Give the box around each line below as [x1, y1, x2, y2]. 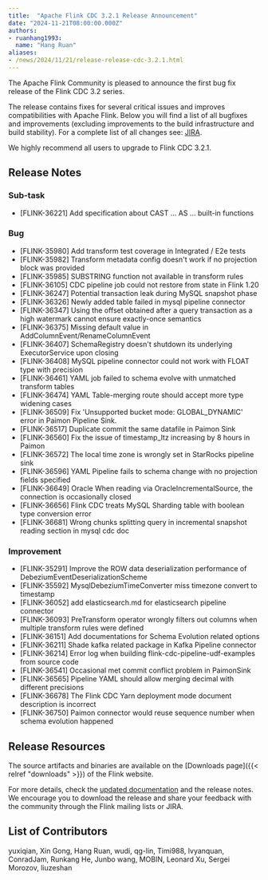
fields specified [19, 475, 71, 484]
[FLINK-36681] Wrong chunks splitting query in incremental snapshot [19, 517, 247, 527]
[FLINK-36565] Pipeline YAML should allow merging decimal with [19, 674, 235, 684]
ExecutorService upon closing [19, 348, 119, 357]
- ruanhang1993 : [8, 34, 62, 42]
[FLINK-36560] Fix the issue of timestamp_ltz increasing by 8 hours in [19, 432, 250, 442]
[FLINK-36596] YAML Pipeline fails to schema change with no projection [19, 466, 258, 476]
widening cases [19, 398, 72, 408]
